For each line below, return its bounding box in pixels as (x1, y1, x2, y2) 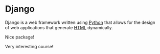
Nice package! (5, 34, 34, 40)
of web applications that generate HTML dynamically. (5, 24, 113, 30)
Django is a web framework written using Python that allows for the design (5, 19, 156, 25)
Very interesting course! (5, 43, 54, 49)
